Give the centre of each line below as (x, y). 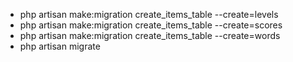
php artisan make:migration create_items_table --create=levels (149, 14)
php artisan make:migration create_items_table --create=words (150, 35)
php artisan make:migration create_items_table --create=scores (151, 25)
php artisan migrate (60, 46)
